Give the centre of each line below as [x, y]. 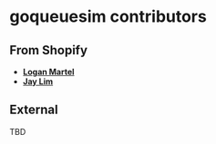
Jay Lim [38, 82]
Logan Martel [48, 72]
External [34, 110]
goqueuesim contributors [108, 17]
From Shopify [49, 50]
